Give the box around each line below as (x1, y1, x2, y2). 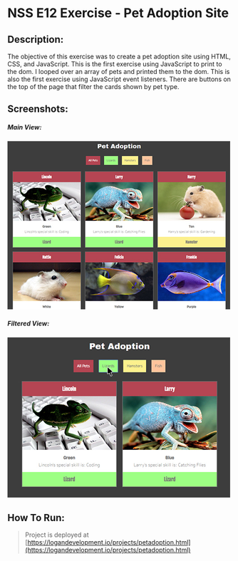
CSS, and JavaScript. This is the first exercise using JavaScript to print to (7, 60, 222, 68)
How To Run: (7, 511, 66, 524)
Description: (7, 33, 64, 46)
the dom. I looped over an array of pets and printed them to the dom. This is (7, 68, 230, 75)
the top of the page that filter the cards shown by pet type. (7, 83, 180, 90)
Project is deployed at (24, 530, 89, 539)
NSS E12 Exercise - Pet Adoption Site (7, 5, 229, 21)
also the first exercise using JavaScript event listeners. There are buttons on (7, 75, 232, 83)
